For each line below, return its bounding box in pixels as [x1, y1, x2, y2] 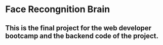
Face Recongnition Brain [5, 4, 110, 15]
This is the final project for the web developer [5, 24, 152, 32]
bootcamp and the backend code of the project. [5, 31, 158, 40]
